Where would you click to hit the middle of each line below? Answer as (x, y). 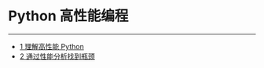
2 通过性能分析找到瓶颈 (57, 56)
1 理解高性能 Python (51, 46)
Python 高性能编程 (68, 16)
